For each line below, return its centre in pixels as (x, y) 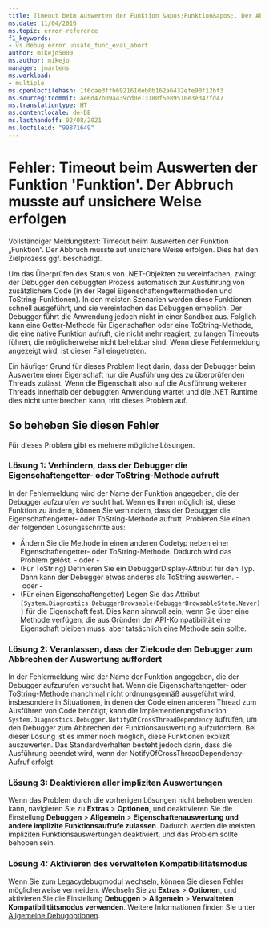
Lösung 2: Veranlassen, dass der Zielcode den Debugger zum (131, 649)
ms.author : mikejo (39, 61)
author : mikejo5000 (41, 53)
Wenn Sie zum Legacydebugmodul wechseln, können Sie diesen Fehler (126, 881)
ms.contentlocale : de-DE (50, 113)
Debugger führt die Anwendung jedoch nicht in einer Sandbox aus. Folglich (132, 316)
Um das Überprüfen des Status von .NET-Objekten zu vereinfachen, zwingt (132, 273)
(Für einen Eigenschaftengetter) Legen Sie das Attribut (110, 594)
